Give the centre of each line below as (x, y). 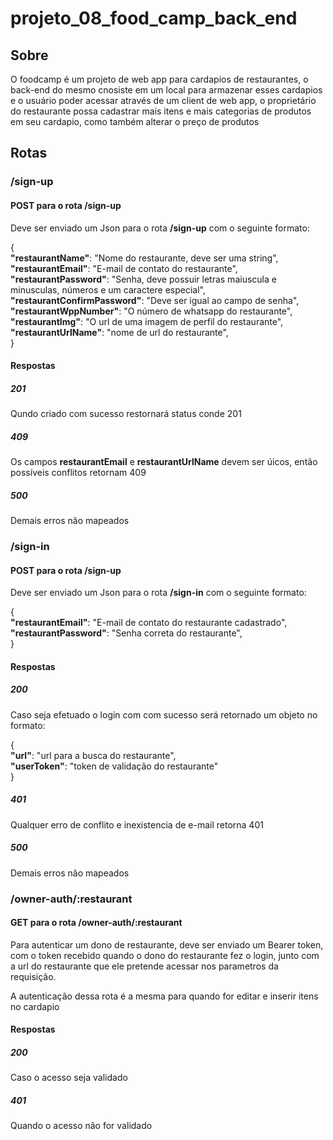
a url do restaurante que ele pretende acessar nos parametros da (144, 966)
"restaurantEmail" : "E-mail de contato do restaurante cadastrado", (149, 623)
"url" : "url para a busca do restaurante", (93, 755)
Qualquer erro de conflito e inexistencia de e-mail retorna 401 (137, 824)
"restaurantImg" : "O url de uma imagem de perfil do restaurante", (147, 321)
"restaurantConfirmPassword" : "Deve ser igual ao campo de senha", (155, 300)
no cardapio (35, 1006)
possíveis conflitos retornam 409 (78, 473)
